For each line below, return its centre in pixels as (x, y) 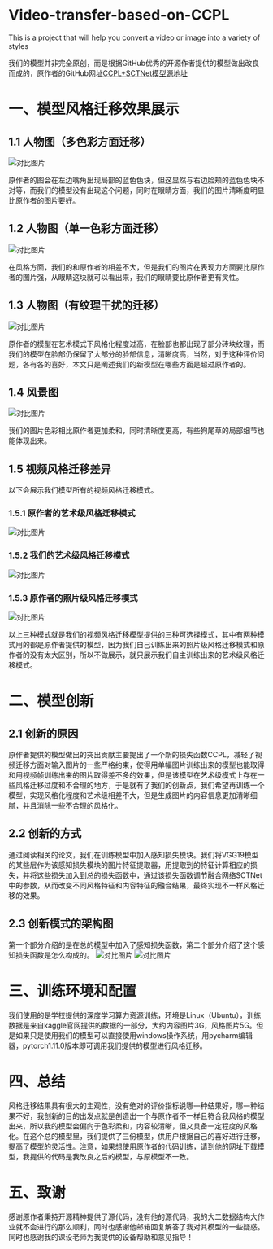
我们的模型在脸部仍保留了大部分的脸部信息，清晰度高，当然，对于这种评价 (133, 354)
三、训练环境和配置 (73, 990)
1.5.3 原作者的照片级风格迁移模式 (73, 598)
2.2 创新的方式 (45, 833)
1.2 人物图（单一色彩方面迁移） (87, 228)
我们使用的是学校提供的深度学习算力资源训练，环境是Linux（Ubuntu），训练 (135, 1015)
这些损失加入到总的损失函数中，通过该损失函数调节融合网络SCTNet (149, 875)
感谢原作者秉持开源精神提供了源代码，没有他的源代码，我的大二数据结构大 (133, 1216)
